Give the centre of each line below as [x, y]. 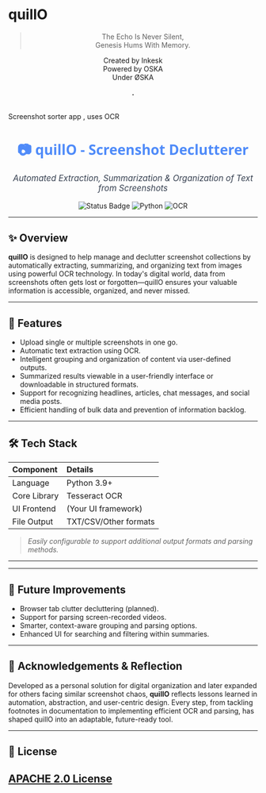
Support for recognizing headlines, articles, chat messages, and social [135, 393]
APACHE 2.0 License [60, 778]
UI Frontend [34, 509]
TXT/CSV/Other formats [110, 522]
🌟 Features [35, 323]
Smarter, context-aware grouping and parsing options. [108, 626]
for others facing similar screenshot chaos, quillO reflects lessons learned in [133, 694]
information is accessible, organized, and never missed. [99, 291]
